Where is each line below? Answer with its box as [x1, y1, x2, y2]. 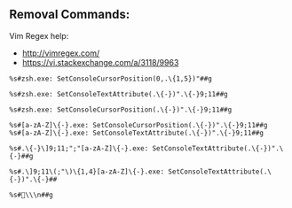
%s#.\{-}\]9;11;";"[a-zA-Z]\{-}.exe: [9, 143, 149, 153]
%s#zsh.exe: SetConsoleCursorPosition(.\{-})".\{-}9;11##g [9, 105, 233, 114]
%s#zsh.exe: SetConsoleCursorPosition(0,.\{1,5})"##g [9, 74, 213, 83]
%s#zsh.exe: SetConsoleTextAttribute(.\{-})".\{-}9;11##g [9, 89, 228, 98]
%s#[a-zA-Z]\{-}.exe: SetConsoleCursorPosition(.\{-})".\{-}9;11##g [9, 120, 268, 129]
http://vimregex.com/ [21, 48, 100, 58]
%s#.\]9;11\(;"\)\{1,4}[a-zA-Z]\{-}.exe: [9, 167, 165, 176]
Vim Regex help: [9, 30, 69, 41]
